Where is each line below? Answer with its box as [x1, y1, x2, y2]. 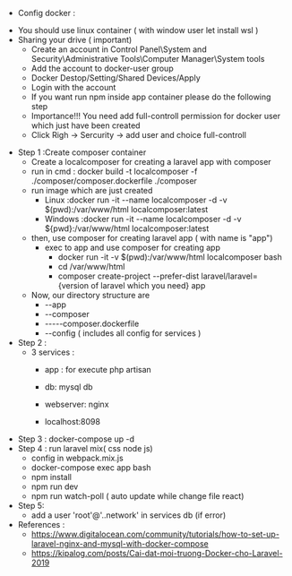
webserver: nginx [44, 399, 109, 409]
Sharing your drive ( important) [17, 35, 133, 45]
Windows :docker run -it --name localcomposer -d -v [44, 214, 242, 224]
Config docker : [17, 8, 76, 18]
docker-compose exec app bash [30, 462, 151, 473]
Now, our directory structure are [30, 290, 150, 300]
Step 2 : [17, 338, 47, 348]
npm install [30, 472, 72, 482]
